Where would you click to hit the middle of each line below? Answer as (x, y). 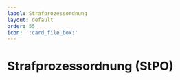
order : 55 (21, 26)
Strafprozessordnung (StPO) (90, 66)
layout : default (30, 20)
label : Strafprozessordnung (47, 13)
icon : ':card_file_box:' (43, 32)
